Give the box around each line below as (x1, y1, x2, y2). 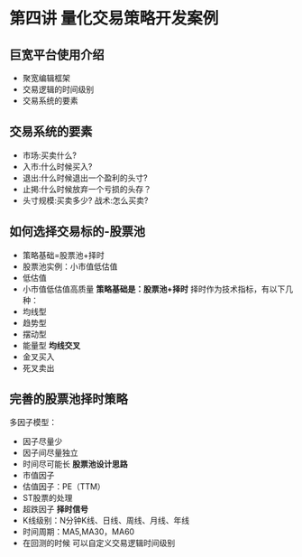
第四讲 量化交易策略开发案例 (9, 8, 219, 29)
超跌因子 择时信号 (22, 504, 88, 515)
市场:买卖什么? (22, 150, 77, 161)
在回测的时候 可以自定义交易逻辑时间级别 (22, 538, 176, 549)
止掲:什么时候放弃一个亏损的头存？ (22, 183, 151, 194)
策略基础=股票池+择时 (22, 249, 105, 260)
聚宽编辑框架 (22, 73, 70, 83)
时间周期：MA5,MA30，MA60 (22, 526, 135, 537)
